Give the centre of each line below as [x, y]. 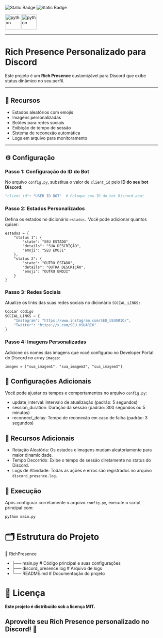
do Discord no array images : [33, 358]
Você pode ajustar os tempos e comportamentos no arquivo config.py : [76, 393]
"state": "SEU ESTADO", [46, 242]
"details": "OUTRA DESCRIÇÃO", [54, 267]
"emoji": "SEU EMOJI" [44, 250]
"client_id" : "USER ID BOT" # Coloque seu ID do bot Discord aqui [75, 196]
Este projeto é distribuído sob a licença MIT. [50, 606]
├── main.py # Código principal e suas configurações [66, 563]
